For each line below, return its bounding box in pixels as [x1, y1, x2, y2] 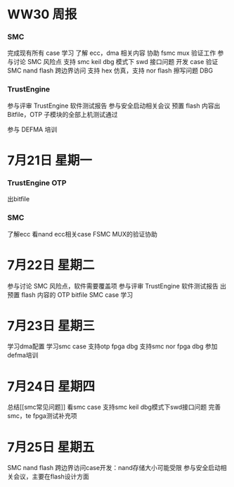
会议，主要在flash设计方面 [13, 472, 90, 481]
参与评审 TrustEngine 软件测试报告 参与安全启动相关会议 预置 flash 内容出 [7, 101, 221, 110]
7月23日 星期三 [7, 317, 95, 334]
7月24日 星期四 [7, 378, 96, 394]
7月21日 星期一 [7, 152, 93, 168]
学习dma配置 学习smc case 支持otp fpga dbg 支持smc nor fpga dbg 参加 [7, 342, 218, 350]
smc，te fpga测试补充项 [7, 412, 77, 420]
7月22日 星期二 [7, 257, 95, 273]
